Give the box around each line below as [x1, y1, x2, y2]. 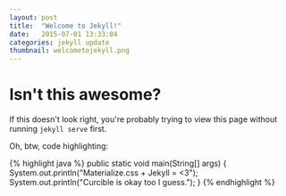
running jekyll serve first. [9, 124, 107, 135]
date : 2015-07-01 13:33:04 [9, 29, 118, 38]
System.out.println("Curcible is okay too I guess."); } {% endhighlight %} [9, 177, 275, 188]
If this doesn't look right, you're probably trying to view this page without [9, 114, 278, 125]
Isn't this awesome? [9, 85, 162, 105]
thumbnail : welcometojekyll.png [9, 46, 130, 55]
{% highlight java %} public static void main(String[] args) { [9, 158, 227, 169]
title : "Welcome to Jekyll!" [9, 21, 122, 30]
